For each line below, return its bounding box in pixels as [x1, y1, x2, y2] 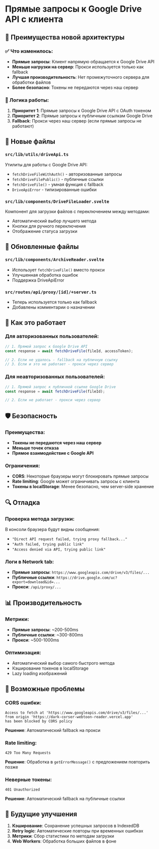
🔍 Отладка [5, 498, 40, 507]
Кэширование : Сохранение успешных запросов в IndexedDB [12, 823, 140, 829]
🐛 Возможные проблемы [5, 685, 85, 693]
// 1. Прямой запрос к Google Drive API [5, 344, 88, 349]
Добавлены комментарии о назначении [12, 304, 95, 310]
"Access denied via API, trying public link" [12, 547, 106, 552]
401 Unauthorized [5, 787, 40, 792]
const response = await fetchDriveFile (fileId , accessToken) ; [5, 349, 133, 354]
